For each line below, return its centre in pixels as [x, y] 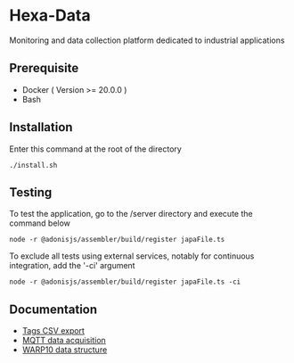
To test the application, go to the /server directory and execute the [131, 214]
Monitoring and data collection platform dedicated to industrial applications [147, 40]
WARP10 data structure [65, 350]
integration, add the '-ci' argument [72, 266]
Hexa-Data [50, 16]
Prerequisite [44, 68]
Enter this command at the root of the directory [96, 149]
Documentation [53, 309]
